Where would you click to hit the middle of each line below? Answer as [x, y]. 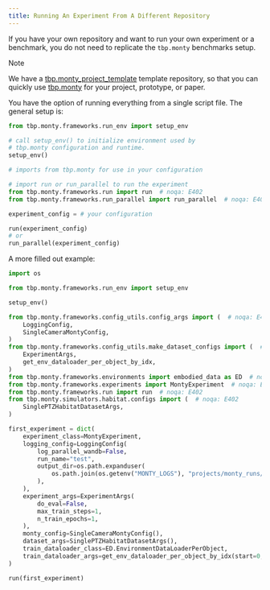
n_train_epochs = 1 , [68, 519]
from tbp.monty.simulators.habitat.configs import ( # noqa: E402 [124, 399]
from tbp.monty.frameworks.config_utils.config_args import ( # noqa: [131, 317]
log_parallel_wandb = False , [82, 452]
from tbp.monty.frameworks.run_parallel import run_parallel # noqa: [129, 199]
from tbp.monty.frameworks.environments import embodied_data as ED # [131, 377]
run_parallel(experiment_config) [64, 243]
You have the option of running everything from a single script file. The [125, 102]
